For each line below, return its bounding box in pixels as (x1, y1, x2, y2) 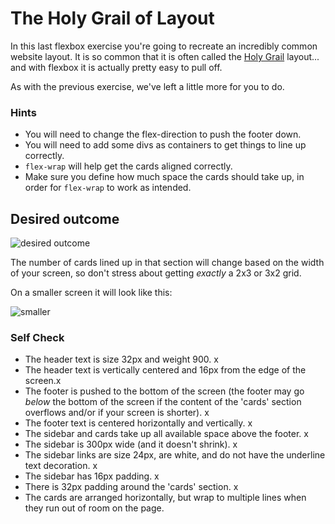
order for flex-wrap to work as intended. (24, 182, 192, 194)
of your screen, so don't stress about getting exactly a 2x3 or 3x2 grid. (10, 267, 302, 279)
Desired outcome (10, 210, 120, 227)
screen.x (24, 375, 62, 387)
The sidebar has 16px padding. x (24, 470, 160, 482)
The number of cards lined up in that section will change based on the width (10, 257, 325, 269)
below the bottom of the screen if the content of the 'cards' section (24, 396, 302, 408)
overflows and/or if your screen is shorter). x (24, 407, 210, 419)
